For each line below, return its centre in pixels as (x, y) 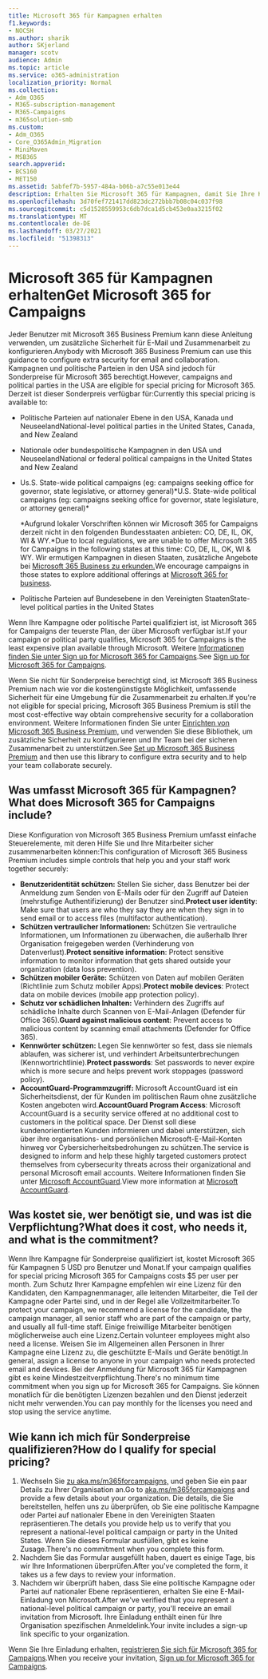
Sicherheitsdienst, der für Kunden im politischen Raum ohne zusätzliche (138, 1096)
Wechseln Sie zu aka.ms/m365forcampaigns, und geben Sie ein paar (133, 1481)
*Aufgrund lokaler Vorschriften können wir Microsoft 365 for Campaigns (139, 523)
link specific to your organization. (75, 1634)
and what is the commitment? (84, 1240)
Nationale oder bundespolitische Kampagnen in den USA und (120, 450)
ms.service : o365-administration (64, 75)
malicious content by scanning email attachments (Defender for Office (135, 1028)
